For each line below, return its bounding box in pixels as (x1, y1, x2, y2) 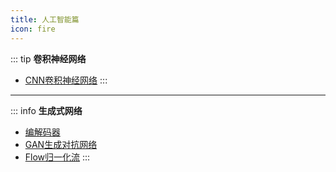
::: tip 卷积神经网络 (10, 52, 87, 65)
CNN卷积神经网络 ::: (24, 74, 108, 86)
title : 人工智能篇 (10, 14, 80, 25)
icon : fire (10, 24, 56, 34)
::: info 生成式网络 (10, 104, 83, 116)
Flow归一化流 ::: (24, 151, 91, 163)
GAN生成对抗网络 (24, 138, 98, 150)
